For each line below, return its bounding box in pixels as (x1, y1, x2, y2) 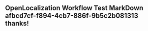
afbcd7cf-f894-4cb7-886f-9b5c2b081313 (5, 12, 139, 20)
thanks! (5, 19, 30, 28)
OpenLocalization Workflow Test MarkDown (5, 4, 144, 12)
